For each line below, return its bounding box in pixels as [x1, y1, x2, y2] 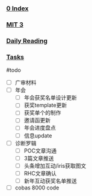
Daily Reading [6, 36, 48, 45]
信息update [23, 131, 52, 139]
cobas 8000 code [14, 184, 60, 191]
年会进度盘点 [23, 124, 56, 131]
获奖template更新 [23, 101, 67, 109]
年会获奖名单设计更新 [23, 94, 77, 101]
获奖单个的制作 [23, 109, 61, 116]
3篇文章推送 [23, 154, 54, 162]
